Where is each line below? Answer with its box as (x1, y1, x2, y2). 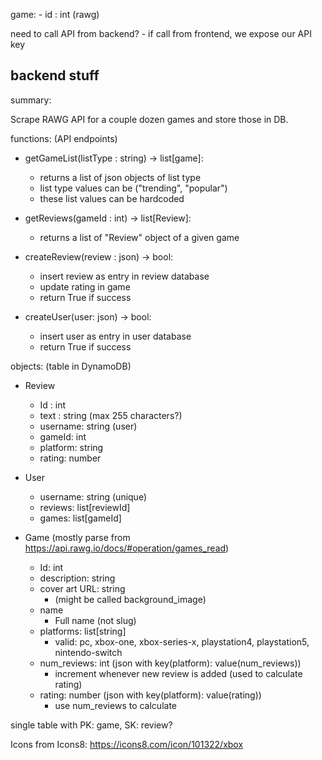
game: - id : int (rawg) (10, 9, 100, 20)
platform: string (39, 441, 104, 453)
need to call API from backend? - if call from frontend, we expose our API (10, 28, 312, 39)
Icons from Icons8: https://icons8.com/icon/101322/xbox (10, 738, 244, 750)
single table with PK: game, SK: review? (10, 719, 173, 731)
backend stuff (10, 67, 100, 84)
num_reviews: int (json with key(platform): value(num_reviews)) (39, 657, 302, 669)
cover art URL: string (39, 582, 126, 594)
